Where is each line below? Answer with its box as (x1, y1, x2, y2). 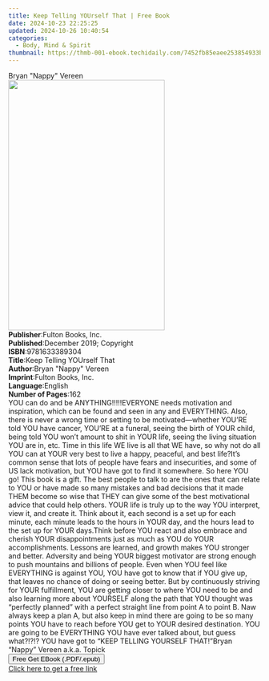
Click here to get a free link (8, 664, 98, 673)
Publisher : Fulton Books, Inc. (8, 330, 102, 339)
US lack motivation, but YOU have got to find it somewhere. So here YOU (8, 466, 249, 475)
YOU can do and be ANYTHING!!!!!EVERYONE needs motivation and (8, 398, 232, 407)
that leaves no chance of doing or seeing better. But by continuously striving (8, 577, 260, 586)
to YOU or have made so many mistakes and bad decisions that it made (8, 483, 244, 493)
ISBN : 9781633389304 (8, 347, 82, 357)
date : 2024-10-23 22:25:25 (8, 19, 98, 27)
